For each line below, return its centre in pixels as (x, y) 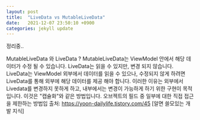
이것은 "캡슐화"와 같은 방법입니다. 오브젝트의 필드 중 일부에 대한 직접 (103, 96)
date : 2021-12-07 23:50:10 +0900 (50, 23)
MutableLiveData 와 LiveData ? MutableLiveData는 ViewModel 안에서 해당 (96, 59)
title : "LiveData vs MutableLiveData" (56, 17)
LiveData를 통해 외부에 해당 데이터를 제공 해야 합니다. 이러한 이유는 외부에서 (95, 81)
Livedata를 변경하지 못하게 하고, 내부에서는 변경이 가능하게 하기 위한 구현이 (94, 89)
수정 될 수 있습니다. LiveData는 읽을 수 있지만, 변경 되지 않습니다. (98, 66)
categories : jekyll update (40, 28)
